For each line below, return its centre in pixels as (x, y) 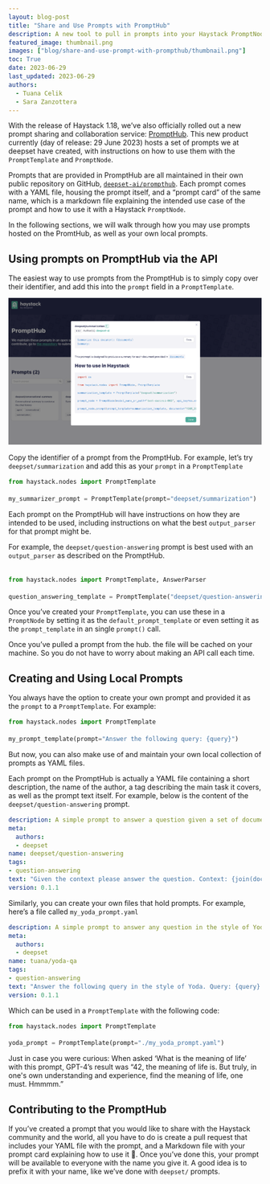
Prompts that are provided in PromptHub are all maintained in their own (126, 175)
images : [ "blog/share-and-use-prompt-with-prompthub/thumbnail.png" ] (127, 51)
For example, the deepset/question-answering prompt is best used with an (131, 547)
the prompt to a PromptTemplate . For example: (82, 707)
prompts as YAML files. (47, 763)
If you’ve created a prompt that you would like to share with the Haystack (129, 1129)
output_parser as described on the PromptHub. (87, 555)
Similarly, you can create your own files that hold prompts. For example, (127, 903)
